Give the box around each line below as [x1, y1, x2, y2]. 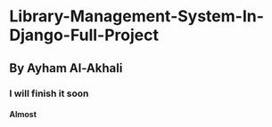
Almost [9, 109, 37, 120]
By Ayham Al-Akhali [9, 60, 123, 75]
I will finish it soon [9, 87, 89, 99]
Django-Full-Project [9, 25, 159, 45]
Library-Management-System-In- [9, 6, 265, 27]
